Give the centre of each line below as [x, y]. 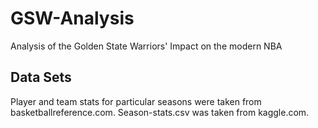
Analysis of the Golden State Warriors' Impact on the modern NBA [146, 46]
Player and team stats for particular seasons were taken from [136, 101]
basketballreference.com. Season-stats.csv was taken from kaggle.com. [160, 112]
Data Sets [41, 77]
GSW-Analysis [72, 18]
